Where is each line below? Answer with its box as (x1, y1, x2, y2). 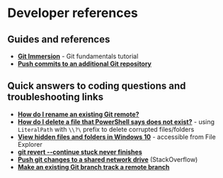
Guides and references (7, 33, 110, 45)
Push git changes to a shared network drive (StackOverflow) (17, 155, 198, 164)
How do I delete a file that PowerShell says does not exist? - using (17, 117, 215, 126)
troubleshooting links (7, 91, 104, 104)
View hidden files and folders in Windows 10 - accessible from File (17, 133, 216, 141)
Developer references (7, 5, 138, 21)
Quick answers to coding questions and (7, 80, 186, 92)
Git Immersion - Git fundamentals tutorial (17, 52, 139, 60)
